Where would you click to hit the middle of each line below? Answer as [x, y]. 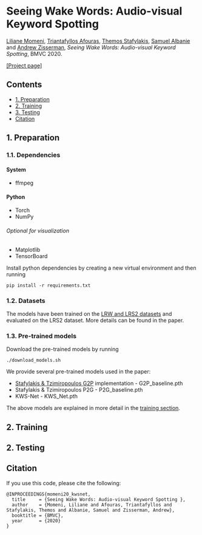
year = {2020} [36, 520]
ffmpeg [24, 183]
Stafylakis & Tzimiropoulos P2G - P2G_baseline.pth [79, 390]
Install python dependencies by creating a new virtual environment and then [101, 268]
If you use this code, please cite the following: [64, 483]
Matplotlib [28, 250]
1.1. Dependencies [33, 155]
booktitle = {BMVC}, [38, 515]
